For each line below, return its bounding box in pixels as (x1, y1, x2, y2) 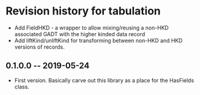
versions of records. (14, 43, 65, 51)
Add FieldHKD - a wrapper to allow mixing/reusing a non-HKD (14, 24, 169, 31)
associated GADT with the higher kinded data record (14, 30, 146, 37)
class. (14, 83, 30, 90)
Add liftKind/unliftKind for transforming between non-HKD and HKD (14, 37, 182, 44)
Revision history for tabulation (5, 4, 161, 18)
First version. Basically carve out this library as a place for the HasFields (14, 76, 195, 84)
